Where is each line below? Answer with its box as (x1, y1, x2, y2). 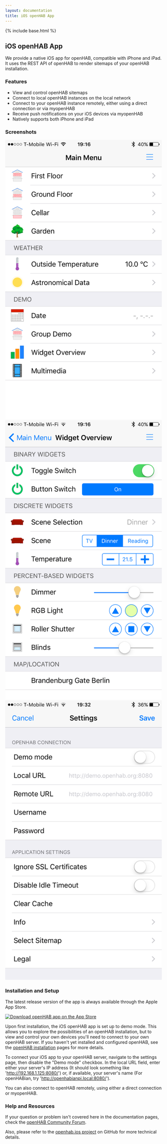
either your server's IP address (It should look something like (5, 1064, 130, 1070)
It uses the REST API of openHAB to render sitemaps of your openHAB (5, 60, 150, 67)
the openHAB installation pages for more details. (5, 1044, 104, 1050)
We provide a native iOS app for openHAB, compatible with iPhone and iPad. (5, 55, 162, 61)
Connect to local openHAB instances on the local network (12, 95, 131, 101)
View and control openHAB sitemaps (12, 90, 88, 96)
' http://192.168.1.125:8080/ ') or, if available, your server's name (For (5, 1070, 143, 1076)
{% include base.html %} (5, 27, 56, 33)
